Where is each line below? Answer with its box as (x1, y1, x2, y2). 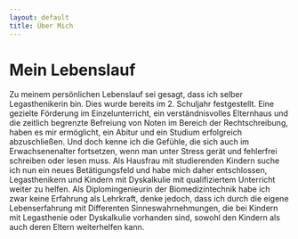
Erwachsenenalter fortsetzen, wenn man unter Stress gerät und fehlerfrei (9, 146, 278, 157)
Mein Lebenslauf (9, 60, 136, 80)
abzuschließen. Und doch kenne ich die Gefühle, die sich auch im (9, 136, 250, 147)
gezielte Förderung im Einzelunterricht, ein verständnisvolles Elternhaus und (9, 108, 289, 119)
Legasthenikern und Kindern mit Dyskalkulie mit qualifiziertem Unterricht (9, 175, 276, 185)
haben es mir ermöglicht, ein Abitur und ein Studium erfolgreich (9, 127, 243, 138)
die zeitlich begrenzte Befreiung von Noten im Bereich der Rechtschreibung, (9, 118, 289, 128)
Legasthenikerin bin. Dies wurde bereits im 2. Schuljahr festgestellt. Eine (9, 99, 274, 110)
